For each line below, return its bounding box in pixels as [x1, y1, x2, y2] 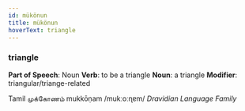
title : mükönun [8, 19, 58, 27]
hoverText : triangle [8, 26, 77, 34]
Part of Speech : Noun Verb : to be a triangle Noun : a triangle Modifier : [8, 70, 238, 80]
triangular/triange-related [8, 78, 91, 87]
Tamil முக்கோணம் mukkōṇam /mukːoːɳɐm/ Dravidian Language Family [8, 94, 237, 103]
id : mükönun [8, 11, 47, 20]
